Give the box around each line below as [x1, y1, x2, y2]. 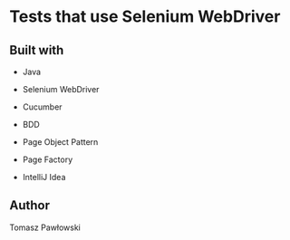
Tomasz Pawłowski [9, 222, 82, 233]
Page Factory [22, 154, 73, 165]
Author [9, 197, 50, 214]
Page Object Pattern [22, 137, 99, 147]
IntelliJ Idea [22, 172, 66, 182]
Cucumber [22, 101, 63, 112]
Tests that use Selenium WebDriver [9, 6, 281, 27]
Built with [9, 43, 64, 58]
